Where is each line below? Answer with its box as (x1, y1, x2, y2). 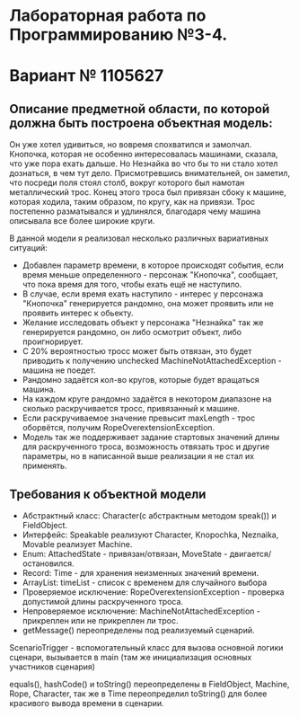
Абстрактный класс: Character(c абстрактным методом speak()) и (22, 510, 277, 521)
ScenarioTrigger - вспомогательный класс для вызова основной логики (9, 642, 284, 652)
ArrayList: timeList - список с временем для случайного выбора (22, 577, 268, 588)
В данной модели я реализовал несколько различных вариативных (9, 233, 269, 243)
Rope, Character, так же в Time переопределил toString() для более (9, 688, 268, 699)
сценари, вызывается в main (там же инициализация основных (9, 652, 252, 662)
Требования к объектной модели (9, 486, 207, 501)
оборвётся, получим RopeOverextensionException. (22, 422, 215, 433)
